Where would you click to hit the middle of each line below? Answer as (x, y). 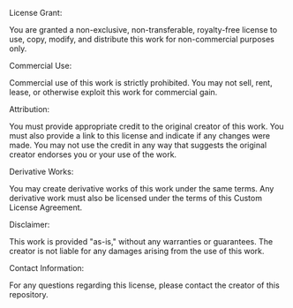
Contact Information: (47, 268)
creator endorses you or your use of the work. (93, 154)
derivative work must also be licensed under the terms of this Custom (136, 198)
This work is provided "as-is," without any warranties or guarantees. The (141, 241)
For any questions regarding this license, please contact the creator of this (144, 285)
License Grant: (36, 13)
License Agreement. (46, 207)
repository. (29, 294)
